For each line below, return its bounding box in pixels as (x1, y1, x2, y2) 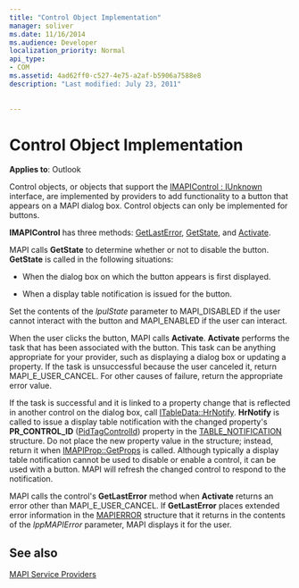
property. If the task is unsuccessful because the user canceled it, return (9, 361, 278, 372)
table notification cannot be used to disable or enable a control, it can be (9, 455, 277, 466)
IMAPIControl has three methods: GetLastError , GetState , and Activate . (9, 227, 271, 238)
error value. (9, 381, 52, 391)
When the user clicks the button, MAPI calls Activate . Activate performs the (9, 332, 290, 344)
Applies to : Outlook (9, 164, 82, 175)
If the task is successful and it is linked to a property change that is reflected (9, 398, 291, 408)
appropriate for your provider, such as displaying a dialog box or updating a (9, 352, 287, 363)
